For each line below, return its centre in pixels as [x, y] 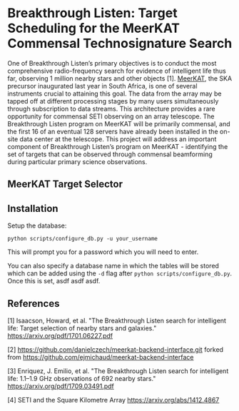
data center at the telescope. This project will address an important [118, 139]
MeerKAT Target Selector [65, 184]
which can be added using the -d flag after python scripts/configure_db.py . [120, 273]
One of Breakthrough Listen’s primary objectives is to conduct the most [112, 63]
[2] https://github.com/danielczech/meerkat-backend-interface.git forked [115, 349]
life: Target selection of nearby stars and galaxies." [82, 328]
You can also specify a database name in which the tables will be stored [113, 266]
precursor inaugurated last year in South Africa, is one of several [102, 86]
